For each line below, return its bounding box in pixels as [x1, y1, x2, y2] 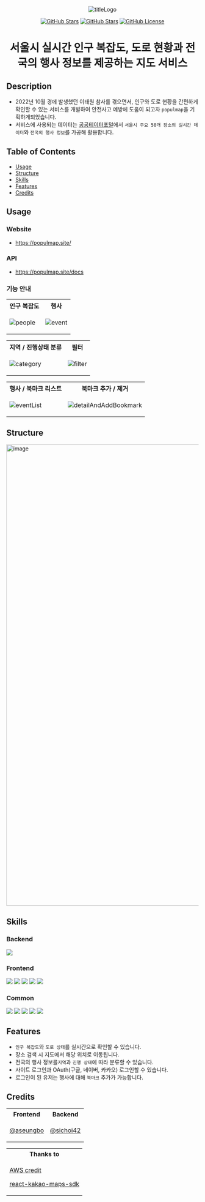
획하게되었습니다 [15, 113, 55, 121]
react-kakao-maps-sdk [9, 1179, 80, 1188]
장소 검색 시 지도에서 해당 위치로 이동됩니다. [15, 1051, 120, 1058]
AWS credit [9, 1166, 41, 1174]
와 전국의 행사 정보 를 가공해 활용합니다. [23, 129, 114, 136]
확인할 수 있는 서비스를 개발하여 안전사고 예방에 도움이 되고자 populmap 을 [15, 106, 189, 113]
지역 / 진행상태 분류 [9, 343, 62, 352]
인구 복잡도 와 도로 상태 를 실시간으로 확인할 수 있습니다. [15, 1043, 142, 1050]
